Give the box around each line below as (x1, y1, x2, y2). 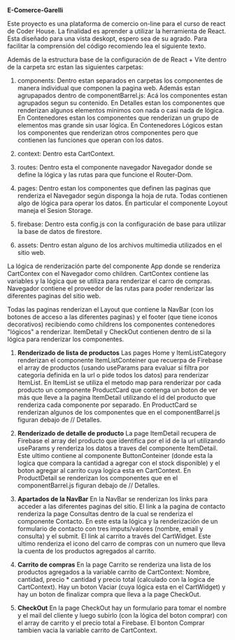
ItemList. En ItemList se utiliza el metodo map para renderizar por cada (17, 378, 222, 387)
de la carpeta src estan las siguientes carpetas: (7, 63, 144, 71)
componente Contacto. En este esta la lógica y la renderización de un (17, 517, 218, 525)
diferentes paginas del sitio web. (7, 292, 101, 300)
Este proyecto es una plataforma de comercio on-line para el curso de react (7, 20, 226, 27)
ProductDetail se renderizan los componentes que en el (17, 474, 178, 482)
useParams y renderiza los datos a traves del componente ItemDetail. (17, 444, 218, 452)
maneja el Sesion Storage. (17, 207, 93, 214)
